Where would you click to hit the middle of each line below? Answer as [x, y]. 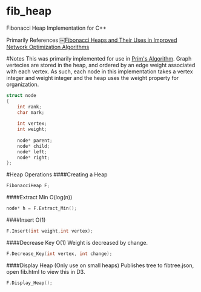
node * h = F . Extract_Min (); [42, 208]
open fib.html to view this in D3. [46, 271]
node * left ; [32, 152]
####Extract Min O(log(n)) [39, 197]
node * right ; [34, 158]
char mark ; [31, 112]
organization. [23, 84]
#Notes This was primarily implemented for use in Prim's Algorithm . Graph [99, 58]
